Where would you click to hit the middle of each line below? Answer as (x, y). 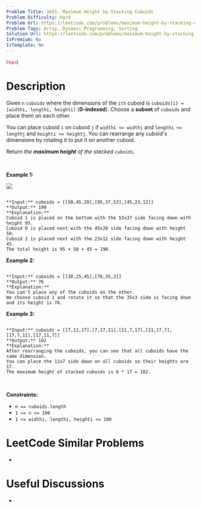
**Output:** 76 (25, 282)
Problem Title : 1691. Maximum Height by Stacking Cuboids (80, 12)
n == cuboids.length (40, 407)
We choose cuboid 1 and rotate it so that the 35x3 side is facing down (99, 297)
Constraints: (22, 394)
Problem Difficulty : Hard (38, 17)
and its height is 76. (34, 303)
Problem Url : (22, 23)
